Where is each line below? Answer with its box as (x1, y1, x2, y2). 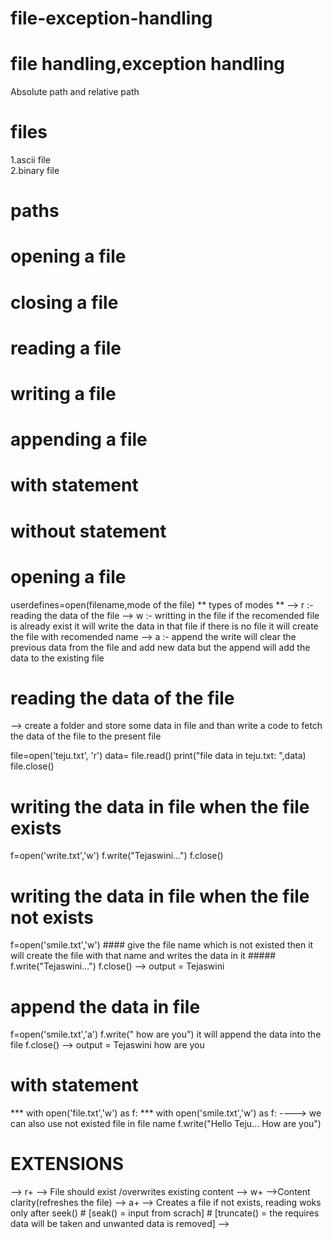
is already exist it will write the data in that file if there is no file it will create (10, 620, 319, 632)
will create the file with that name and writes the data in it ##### (10, 950, 277, 962)
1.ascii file (10, 154, 51, 166)
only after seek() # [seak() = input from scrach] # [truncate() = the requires (10, 1207, 320, 1219)
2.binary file (10, 165, 60, 177)
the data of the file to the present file (10, 730, 162, 742)
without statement (10, 520, 167, 542)
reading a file (10, 337, 122, 359)
